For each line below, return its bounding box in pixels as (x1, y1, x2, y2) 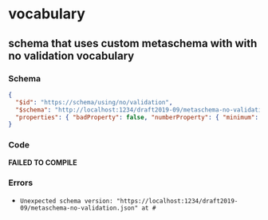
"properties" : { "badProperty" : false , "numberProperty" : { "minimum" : (15, 113, 259, 121)
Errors (8, 177, 33, 188)
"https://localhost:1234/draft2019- (116, 197, 238, 205)
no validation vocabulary (8, 49, 135, 62)
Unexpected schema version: (19, 197, 113, 205)
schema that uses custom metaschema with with (8, 37, 258, 50)
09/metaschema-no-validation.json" (19, 204, 139, 212)
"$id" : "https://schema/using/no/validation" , (15, 98, 173, 106)
